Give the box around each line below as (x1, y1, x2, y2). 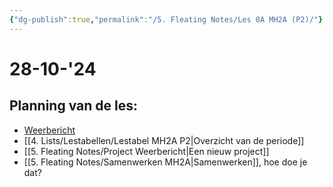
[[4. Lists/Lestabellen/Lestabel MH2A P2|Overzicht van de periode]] (23, 134, 305, 146)
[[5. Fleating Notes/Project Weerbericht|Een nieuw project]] (23, 145, 270, 157)
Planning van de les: (9, 97, 138, 115)
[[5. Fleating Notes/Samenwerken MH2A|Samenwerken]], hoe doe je (23, 156, 308, 168)
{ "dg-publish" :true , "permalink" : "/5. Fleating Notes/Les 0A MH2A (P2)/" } (9, 14, 324, 25)
